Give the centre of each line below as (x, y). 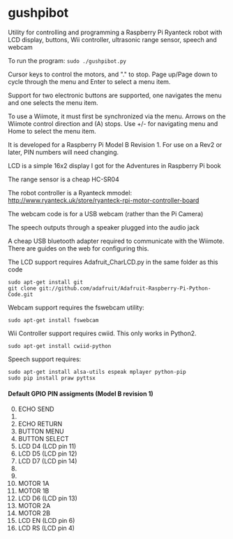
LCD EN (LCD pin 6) (46, 521)
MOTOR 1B (33, 491)
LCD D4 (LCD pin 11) (47, 447)
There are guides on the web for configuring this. (78, 248)
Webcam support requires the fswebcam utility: (76, 307)
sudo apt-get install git (45, 282)
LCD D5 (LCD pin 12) (47, 454)
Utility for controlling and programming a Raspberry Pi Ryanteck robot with (115, 32)
